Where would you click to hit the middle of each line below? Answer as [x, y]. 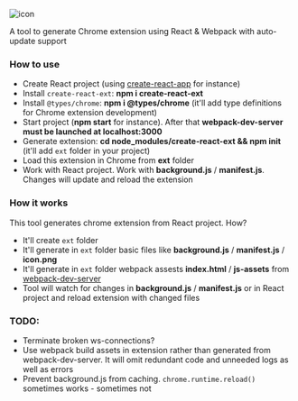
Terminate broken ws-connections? [88, 340]
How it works [39, 203]
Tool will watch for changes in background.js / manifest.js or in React [153, 287]
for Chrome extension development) [90, 113]
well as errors [48, 369]
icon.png [40, 259]
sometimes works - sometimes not [87, 388]
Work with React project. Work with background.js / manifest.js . [143, 170]
